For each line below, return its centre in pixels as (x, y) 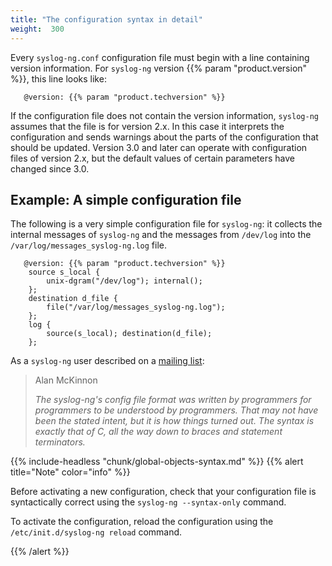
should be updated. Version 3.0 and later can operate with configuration (159, 147)
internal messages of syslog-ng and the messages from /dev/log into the (161, 235)
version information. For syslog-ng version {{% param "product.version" (159, 68)
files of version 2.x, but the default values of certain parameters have (152, 158)
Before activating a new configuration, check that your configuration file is (163, 492)
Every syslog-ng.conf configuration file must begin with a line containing (160, 57)
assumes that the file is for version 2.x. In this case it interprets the (147, 126)
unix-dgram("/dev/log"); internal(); (124, 281)
